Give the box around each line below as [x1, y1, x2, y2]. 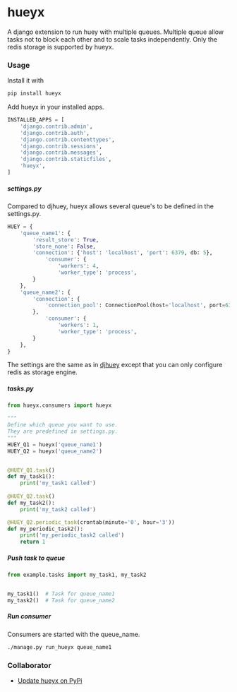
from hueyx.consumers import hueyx [7, 402, 112, 410]
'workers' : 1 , [57, 322, 99, 329]
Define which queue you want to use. [7, 422, 119, 429]
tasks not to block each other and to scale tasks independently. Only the [7, 35, 217, 43]
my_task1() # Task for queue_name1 [7, 590, 115, 597]
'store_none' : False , [32, 243, 97, 250]
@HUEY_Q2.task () [7, 493, 55, 500]
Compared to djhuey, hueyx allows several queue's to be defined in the [7, 202, 214, 210]
